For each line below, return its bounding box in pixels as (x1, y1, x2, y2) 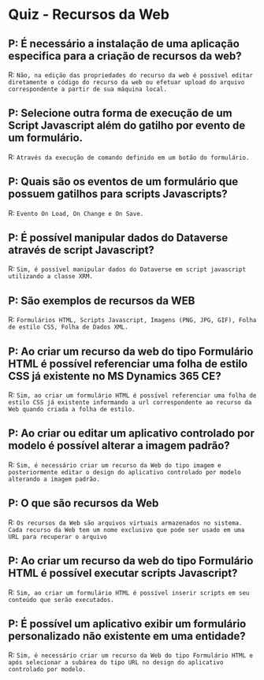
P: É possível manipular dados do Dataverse (8, 231, 229, 245)
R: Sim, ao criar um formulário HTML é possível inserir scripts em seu (8, 587, 250, 596)
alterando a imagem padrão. (8, 475, 101, 483)
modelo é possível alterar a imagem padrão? (8, 439, 230, 452)
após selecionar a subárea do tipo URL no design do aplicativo (8, 659, 224, 667)
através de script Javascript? (8, 243, 155, 257)
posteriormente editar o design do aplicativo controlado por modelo (8, 468, 242, 476)
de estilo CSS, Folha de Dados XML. (8, 323, 128, 332)
